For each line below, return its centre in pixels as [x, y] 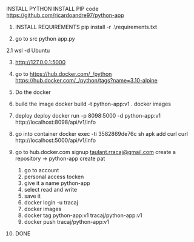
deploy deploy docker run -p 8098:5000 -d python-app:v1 [88, 116]
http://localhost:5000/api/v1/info [55, 140]
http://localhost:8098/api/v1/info [55, 122]
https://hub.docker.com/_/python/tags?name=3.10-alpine [86, 80]
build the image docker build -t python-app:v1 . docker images [93, 104]
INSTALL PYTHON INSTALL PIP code [52, 9]
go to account [42, 170]
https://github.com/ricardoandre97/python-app [65, 15]
